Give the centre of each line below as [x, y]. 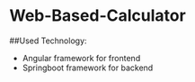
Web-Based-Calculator [97, 16]
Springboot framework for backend [88, 68]
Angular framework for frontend [81, 58]
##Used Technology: [48, 41]
